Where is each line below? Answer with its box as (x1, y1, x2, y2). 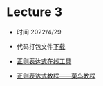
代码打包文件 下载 (16, 42, 66, 50)
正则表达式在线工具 (16, 56, 72, 65)
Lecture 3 (6, 4, 63, 20)
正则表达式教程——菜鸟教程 (16, 72, 96, 80)
